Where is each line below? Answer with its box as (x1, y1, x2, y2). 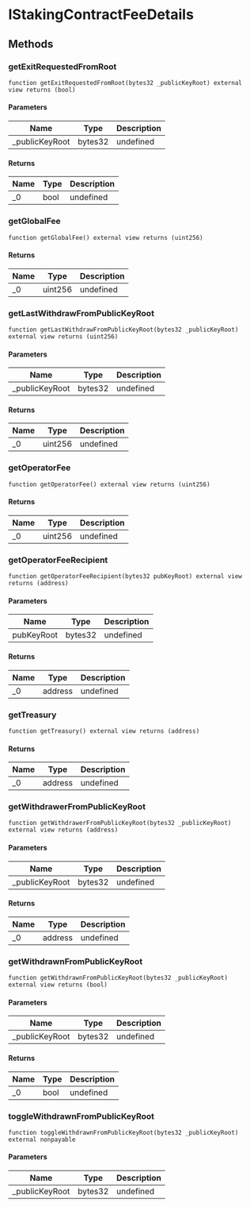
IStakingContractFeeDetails (8, 6, 194, 24)
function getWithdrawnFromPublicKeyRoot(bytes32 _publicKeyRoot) (8, 974, 228, 982)
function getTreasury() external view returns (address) (8, 727, 200, 735)
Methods (8, 37, 54, 51)
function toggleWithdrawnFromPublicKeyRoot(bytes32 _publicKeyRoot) (8, 1128, 239, 1136)
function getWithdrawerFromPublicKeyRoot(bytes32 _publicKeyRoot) (8, 819, 232, 827)
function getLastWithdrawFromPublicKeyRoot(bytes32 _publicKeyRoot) (8, 326, 239, 334)
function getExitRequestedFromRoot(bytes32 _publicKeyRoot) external (8, 79, 243, 87)
